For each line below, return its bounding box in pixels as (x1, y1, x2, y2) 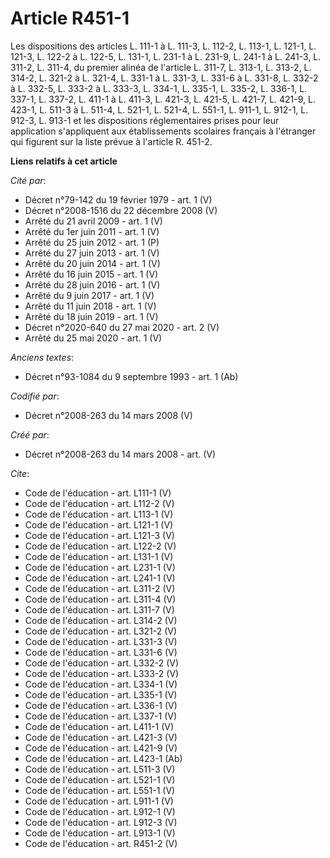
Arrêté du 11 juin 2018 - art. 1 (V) (24, 300, 157, 312)
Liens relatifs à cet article (10, 155, 118, 167)
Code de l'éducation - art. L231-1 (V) (24, 561, 176, 573)
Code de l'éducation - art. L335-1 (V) (24, 688, 178, 701)
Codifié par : (10, 390, 60, 402)
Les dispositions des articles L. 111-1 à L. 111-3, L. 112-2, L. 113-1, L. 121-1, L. (10, 40, 317, 52)
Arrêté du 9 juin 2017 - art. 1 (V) (24, 289, 155, 301)
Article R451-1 (10, 7, 130, 30)
